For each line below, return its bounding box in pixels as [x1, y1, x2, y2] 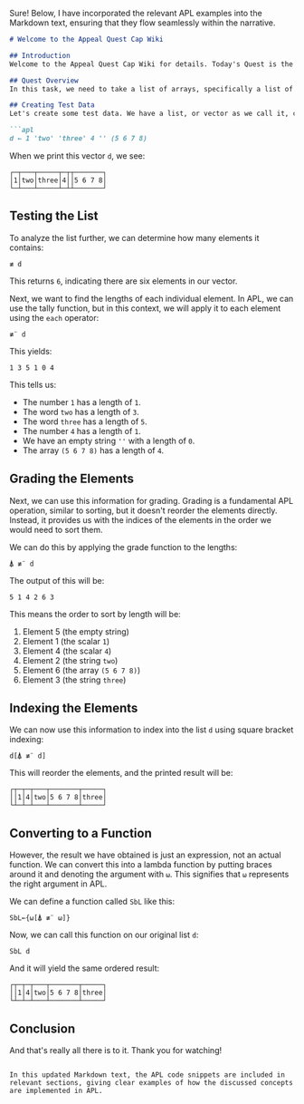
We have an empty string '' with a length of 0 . [22, 435, 195, 446]
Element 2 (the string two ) [22, 654, 119, 665]
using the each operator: [9, 312, 100, 323]
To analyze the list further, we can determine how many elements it [9, 232, 260, 243]
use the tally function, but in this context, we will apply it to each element [9, 303, 281, 314]
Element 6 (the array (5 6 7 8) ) [22, 664, 141, 675]
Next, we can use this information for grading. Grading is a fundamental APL [9, 495, 294, 506]
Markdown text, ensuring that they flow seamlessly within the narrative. [9, 17, 276, 28]
